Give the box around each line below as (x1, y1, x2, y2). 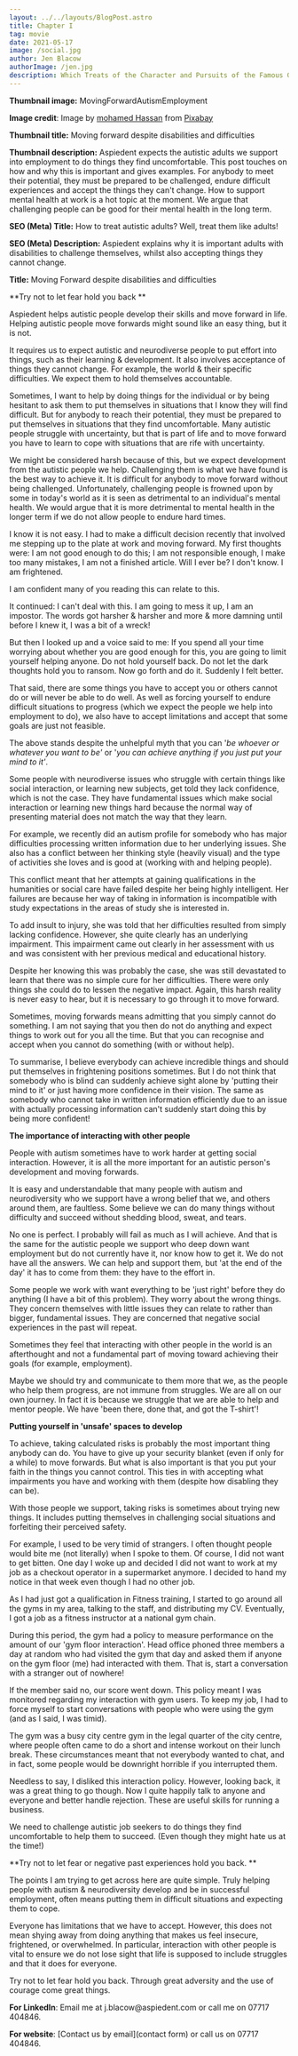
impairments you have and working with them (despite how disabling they (9, 1476, 279, 1486)
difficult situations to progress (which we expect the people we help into (9, 701, 273, 712)
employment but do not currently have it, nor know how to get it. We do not (9, 1248, 284, 1259)
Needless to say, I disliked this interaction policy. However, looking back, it (9, 1775, 281, 1787)
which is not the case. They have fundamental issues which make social (9, 792, 273, 803)
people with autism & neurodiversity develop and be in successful (9, 1884, 250, 1894)
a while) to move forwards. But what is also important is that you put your (9, 1457, 277, 1468)
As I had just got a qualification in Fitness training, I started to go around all (9, 1593, 283, 1604)
